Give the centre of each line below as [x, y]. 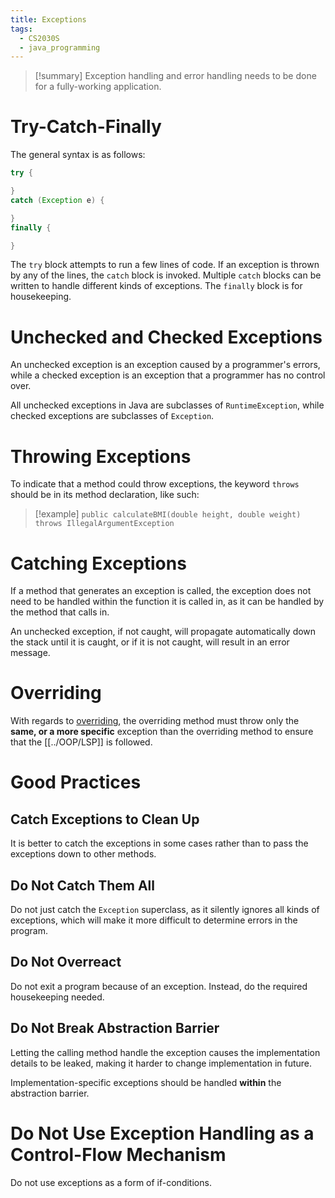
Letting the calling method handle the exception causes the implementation [165, 1052]
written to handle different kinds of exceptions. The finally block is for [156, 286]
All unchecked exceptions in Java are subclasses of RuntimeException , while [167, 405]
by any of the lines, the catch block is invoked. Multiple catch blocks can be [166, 275]
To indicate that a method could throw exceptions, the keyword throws [155, 484]
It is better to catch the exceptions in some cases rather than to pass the [159, 843]
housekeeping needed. [57, 997]
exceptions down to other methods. [83, 854]
